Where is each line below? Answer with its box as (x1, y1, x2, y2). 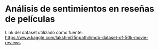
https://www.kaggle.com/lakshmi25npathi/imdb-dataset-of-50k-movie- (5, 35, 149, 40)
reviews (5, 39, 21, 45)
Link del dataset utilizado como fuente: (5, 29, 83, 35)
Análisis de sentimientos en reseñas (5, 3, 155, 14)
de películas (5, 13, 55, 25)
